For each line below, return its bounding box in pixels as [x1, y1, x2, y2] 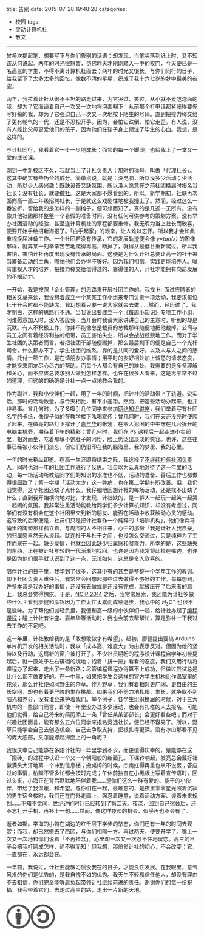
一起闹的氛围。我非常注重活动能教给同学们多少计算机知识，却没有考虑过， [6, 502, 192, 509]
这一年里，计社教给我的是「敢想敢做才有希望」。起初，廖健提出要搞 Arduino [6, 635, 195, 642]
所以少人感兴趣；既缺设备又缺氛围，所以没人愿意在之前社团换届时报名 [16, 182, 192, 189]
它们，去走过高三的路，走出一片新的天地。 [38, 886, 144, 894]
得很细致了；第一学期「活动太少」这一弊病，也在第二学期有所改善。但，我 [6, 479, 192, 486]
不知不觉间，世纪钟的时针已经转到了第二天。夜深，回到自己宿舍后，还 [21, 800, 197, 807]
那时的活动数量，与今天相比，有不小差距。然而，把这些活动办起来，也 [16, 397, 192, 405]
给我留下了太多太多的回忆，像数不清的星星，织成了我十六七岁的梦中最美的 [6, 75, 192, 82]
